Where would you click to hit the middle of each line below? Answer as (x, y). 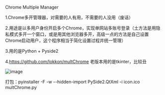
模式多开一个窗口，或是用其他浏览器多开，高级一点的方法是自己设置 (79, 34)
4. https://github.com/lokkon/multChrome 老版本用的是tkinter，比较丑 (76, 61)
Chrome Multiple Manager (32, 7)
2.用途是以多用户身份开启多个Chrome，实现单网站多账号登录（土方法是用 (81, 28)
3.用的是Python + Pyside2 (32, 51)
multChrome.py (21, 87)
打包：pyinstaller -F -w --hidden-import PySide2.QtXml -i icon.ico (73, 82)
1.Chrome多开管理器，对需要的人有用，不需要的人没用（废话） (69, 17)
